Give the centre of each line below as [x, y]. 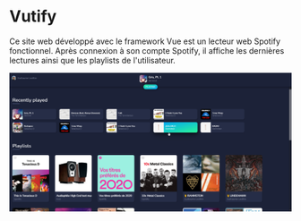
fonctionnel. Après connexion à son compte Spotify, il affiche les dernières [147, 50]
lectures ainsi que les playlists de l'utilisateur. [93, 60]
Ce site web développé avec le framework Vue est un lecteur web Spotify [145, 41]
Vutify [33, 17]
